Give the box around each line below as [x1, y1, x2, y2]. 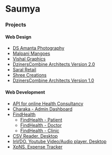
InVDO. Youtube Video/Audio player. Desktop [12, 138, 107, 144]
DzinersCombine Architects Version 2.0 [12, 61, 95, 68]
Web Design [5, 34, 31, 40]
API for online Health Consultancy [12, 100, 84, 107]
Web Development [5, 89, 46, 95]
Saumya [5, 3, 41, 15]
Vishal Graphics [12, 56, 46, 62]
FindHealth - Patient [20, 116, 62, 122]
